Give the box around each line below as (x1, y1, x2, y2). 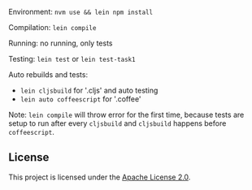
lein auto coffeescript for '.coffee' (20, 94, 141, 104)
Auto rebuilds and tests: (8, 70, 88, 80)
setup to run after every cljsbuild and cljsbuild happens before (8, 119, 227, 128)
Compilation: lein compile (8, 23, 97, 32)
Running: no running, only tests (8, 38, 113, 48)
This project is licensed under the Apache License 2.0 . (8, 172, 191, 182)
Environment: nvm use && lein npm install (8, 7, 153, 16)
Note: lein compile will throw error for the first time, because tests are (8, 110, 245, 119)
